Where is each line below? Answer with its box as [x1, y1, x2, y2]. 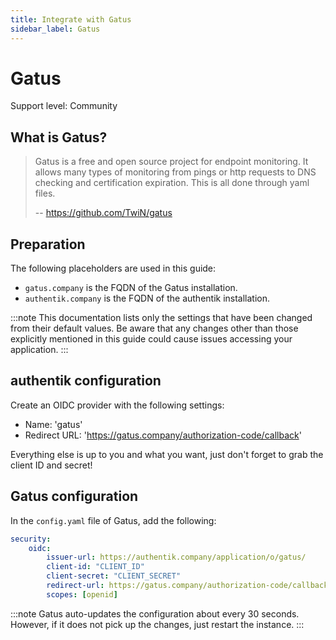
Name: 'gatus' [24, 418, 83, 430]
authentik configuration [10, 372, 162, 390]
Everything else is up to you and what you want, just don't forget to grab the [10, 448, 324, 460]
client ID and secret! [10, 459, 93, 471]
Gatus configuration [10, 488, 139, 505]
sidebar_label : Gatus [10, 24, 101, 34]
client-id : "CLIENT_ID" [46, 562, 145, 572]
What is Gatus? [10, 129, 108, 146]
